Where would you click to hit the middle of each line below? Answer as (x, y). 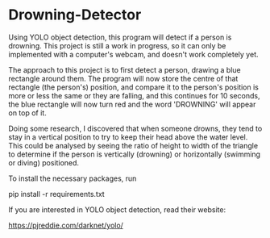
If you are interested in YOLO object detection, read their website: (117, 209)
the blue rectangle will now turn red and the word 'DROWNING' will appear (132, 104)
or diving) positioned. (44, 162)
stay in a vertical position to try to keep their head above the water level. (128, 137)
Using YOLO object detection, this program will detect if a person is (120, 37)
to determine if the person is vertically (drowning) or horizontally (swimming (134, 154)
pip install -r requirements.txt (56, 194)
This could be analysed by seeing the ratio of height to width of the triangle (133, 145)
